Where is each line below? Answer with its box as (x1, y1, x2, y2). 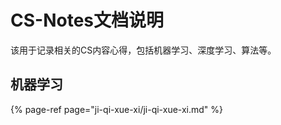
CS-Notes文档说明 (10, 9, 165, 32)
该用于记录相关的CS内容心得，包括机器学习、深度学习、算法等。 (10, 44, 277, 56)
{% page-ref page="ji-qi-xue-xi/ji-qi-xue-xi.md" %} (10, 103, 224, 115)
